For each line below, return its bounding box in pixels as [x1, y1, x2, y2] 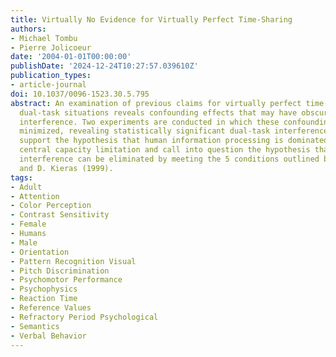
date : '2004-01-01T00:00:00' [10, 52, 132, 62]
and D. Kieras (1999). [19, 163, 114, 173]
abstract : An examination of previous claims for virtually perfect [10, 98, 302, 108]
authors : [10, 24, 47, 34]
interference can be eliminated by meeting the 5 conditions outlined [19, 154, 320, 164]
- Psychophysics [10, 284, 78, 295]
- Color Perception [10, 201, 92, 211]
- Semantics [10, 321, 60, 331]
